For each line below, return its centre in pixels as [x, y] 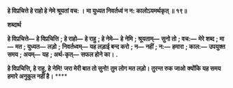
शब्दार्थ [14, 25]
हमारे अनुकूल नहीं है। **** [37, 76]
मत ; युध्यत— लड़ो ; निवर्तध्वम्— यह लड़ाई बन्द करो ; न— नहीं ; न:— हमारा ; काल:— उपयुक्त [120, 46]
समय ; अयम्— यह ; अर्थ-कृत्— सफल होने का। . [63, 54]
